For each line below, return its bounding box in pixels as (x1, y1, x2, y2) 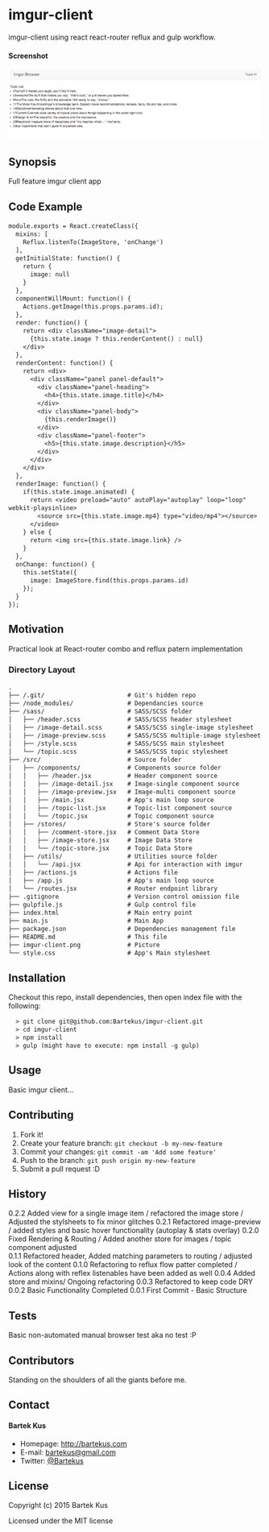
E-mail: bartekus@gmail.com (19, 1447, 117, 1457)
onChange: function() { (15, 561, 95, 569)
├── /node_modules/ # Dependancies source (8, 699, 204, 708)
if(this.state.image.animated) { (23, 488, 135, 496)
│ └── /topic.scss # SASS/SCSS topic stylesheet (8, 747, 229, 756)
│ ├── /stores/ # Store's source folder (8, 820, 211, 829)
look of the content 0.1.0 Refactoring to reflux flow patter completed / (8, 1260, 238, 1269)
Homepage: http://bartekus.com (19, 1439, 127, 1448)
